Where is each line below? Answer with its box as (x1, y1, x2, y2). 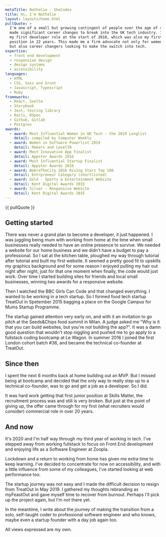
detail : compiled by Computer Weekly (14, 136, 92, 141)
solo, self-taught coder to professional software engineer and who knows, (5, 512, 156, 518)
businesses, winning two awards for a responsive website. (5, 279, 124, 285)
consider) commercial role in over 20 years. (5, 408, 94, 415)
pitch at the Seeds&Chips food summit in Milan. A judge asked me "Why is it (5, 319, 160, 325)
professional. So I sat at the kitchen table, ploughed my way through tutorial (5, 253, 159, 259)
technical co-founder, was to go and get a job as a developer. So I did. (5, 383, 148, 389)
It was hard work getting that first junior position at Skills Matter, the (5, 393, 143, 399)
